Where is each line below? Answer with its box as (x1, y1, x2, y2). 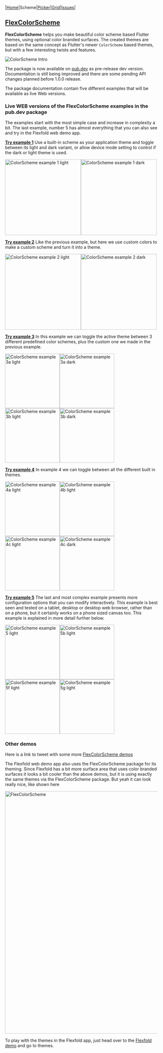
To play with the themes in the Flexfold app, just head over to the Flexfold (5, 1037, 152, 1043)
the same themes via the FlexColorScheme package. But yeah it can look (5, 776, 151, 782)
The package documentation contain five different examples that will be (5, 85, 149, 91)
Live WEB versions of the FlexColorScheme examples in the (5, 102, 148, 109)
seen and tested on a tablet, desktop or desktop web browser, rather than (5, 605, 152, 611)
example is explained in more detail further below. (5, 615, 105, 621)
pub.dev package (5, 109, 48, 115)
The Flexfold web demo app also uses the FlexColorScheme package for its (5, 761, 157, 767)
